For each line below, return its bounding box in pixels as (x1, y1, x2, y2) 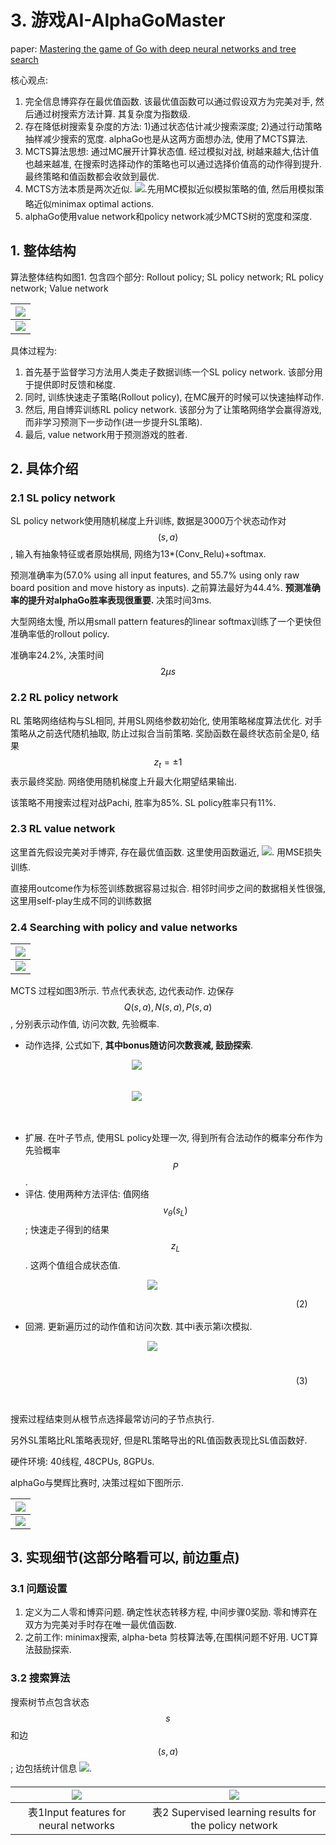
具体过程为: (10, 344, 58, 356)
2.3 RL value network (10, 822, 116, 836)
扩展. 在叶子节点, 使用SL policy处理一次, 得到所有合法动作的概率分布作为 (24, 1132, 323, 1144)
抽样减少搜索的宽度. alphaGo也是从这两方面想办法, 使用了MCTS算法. (24, 132, 308, 145)
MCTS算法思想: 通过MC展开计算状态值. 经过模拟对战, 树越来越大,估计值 (24, 145, 320, 157)
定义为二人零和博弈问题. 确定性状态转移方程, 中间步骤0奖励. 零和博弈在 (24, 1606, 318, 1618)
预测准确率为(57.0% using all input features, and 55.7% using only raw (10, 569, 300, 581)
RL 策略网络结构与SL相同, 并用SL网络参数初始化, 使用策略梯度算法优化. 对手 (10, 714, 323, 726)
